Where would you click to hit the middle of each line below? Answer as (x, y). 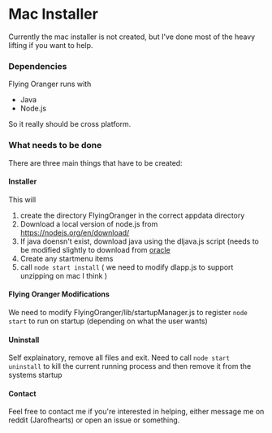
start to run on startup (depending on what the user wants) (108, 321)
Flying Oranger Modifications (59, 294)
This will (22, 199)
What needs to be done (55, 145)
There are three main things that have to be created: (95, 162)
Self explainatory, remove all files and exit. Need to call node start (119, 357)
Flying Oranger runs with (50, 84)
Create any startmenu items (67, 258)
